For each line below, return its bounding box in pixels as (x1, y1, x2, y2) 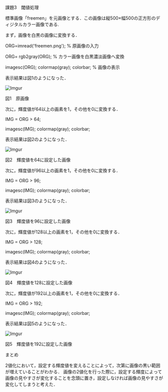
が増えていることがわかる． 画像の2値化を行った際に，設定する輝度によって (5, 369, 162, 374)
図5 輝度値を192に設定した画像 (5, 341, 73, 347)
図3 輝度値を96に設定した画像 (5, 218, 71, 224)
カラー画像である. (22, 22, 59, 27)
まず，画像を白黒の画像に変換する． (5, 32, 80, 38)
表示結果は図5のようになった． (5, 320, 70, 326)
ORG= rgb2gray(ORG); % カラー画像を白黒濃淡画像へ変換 (5, 53, 124, 59)
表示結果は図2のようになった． (5, 137, 70, 142)
